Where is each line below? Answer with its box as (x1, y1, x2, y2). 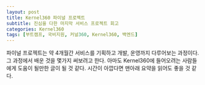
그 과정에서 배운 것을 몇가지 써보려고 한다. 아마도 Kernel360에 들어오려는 (6, 57, 181, 64)
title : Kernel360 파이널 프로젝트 (6, 15, 86, 21)
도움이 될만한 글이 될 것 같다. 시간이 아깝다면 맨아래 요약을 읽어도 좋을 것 (17, 65, 191, 72)
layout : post (6, 9, 40, 15)
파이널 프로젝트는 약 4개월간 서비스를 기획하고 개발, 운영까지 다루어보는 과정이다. (6, 50, 199, 57)
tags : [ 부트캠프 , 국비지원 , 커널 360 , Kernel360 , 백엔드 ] (6, 32, 138, 38)
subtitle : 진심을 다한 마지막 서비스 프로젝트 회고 (6, 20, 119, 26)
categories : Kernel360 (6, 26, 64, 32)
